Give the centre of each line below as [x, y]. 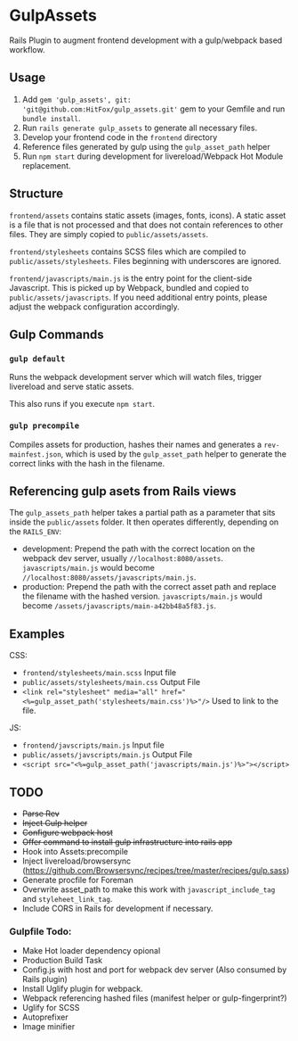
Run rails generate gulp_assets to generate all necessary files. [140, 128]
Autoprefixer [45, 1017]
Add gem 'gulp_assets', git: [77, 99]
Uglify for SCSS [51, 1008]
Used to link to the [245, 701]
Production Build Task [62, 961]
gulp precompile [44, 426]
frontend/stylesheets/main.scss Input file [99, 673]
